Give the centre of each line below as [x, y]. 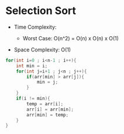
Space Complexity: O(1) [42, 49]
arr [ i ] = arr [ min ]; [50, 109]
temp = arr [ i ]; [45, 104]
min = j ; [47, 82]
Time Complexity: [35, 27]
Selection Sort [41, 11]
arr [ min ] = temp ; [47, 115]
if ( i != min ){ [33, 99]
